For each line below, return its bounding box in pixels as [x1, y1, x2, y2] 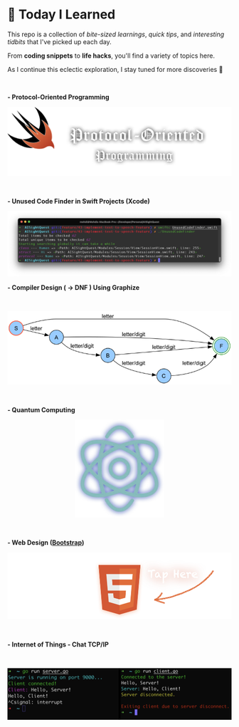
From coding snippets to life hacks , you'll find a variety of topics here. [7, 51, 216, 60]
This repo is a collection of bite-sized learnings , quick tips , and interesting [7, 30, 225, 38]
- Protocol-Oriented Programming [7, 93, 110, 101]
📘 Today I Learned [7, 6, 116, 23]
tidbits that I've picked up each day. [7, 37, 112, 46]
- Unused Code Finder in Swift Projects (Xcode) [7, 197, 151, 206]
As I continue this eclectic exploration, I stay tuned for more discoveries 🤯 [7, 65, 223, 73]
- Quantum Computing [7, 406, 75, 414]
